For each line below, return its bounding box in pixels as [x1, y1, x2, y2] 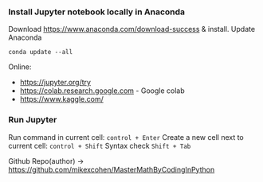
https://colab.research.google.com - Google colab [19, 86, 185, 95]
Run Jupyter [8, 114, 57, 126]
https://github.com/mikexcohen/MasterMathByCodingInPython [8, 165, 215, 174]
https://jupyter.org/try [19, 78, 92, 87]
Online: [8, 62, 32, 72]
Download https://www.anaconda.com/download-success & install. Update [8, 25, 256, 34]
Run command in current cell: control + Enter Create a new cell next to [8, 132, 245, 141]
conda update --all [8, 48, 73, 56]
